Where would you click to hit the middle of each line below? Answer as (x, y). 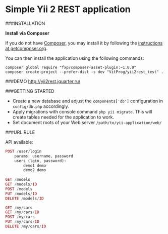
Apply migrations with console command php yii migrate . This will (82, 111)
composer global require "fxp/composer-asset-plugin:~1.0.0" (71, 67)
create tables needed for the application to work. (63, 117)
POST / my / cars (20, 217)
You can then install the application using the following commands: (75, 58)
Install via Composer (27, 33)
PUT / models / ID (21, 193)
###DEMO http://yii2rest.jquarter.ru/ (43, 81)
